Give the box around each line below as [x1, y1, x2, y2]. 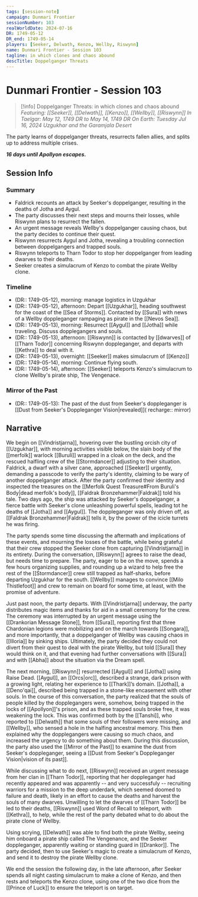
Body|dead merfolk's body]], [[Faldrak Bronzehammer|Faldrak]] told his [6, 489, 181, 496]
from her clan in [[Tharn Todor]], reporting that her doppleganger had [6, 773, 176, 780]
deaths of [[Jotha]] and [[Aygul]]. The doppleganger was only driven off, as [6, 508, 190, 515]
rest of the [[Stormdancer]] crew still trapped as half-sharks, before [6, 569, 171, 576]
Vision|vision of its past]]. [6, 755, 69, 762]
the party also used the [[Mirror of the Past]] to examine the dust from [6, 743, 177, 750]
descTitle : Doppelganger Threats [6, 58, 89, 64]
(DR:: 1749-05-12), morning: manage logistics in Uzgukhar [14, 296, 157, 304]
